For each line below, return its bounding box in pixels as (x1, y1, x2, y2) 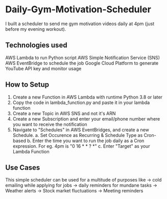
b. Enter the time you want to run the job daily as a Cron (27, 137, 145, 144)
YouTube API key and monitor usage (5, 65, 82, 71)
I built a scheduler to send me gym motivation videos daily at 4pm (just (5, 21, 155, 27)
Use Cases (5, 163, 40, 172)
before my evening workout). (5, 26, 66, 32)
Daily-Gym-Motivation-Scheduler (5, 4, 152, 15)
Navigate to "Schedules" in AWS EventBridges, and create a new (12, 127, 149, 133)
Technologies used (5, 41, 67, 50)
